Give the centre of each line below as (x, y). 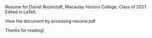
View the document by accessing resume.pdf (50, 21)
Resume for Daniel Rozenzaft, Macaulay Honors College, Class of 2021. (76, 7)
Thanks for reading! (25, 30)
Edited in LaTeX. (21, 12)
